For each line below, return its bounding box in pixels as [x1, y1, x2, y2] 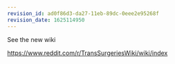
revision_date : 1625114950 [7, 17, 85, 23]
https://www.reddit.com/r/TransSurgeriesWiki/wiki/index [7, 49, 168, 57]
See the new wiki [7, 35, 56, 43]
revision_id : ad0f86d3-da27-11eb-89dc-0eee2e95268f [7, 10, 159, 17]
